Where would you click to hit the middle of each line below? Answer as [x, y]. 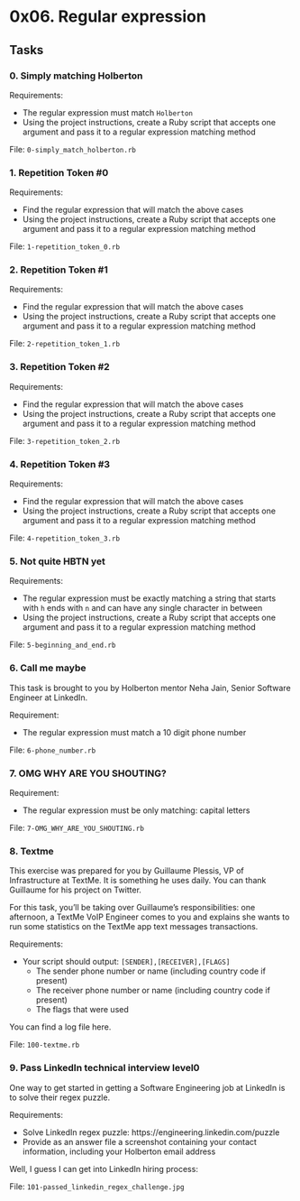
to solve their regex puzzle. [60, 1097]
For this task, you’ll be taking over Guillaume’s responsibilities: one [132, 908]
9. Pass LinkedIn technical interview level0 [105, 1068]
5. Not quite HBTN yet [58, 561]
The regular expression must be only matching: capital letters [136, 810]
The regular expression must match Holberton [108, 112]
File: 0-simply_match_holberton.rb [73, 149]
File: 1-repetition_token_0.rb [64, 246]
